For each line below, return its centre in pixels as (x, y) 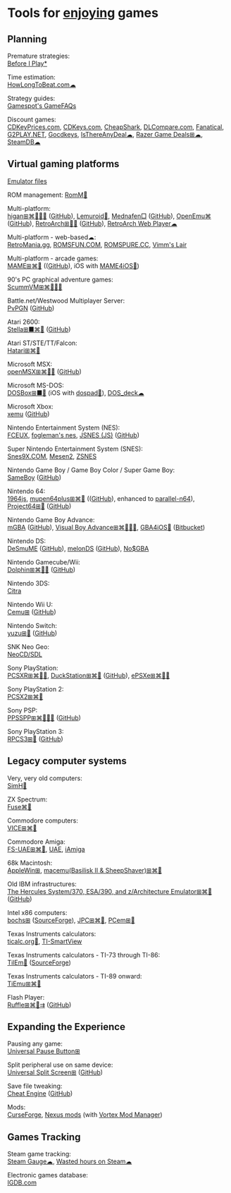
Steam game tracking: (39, 1154)
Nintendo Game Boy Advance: (51, 519)
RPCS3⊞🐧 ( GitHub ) (35, 739)
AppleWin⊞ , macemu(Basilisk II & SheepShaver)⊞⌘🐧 (85, 870)
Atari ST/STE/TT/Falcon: (42, 343)
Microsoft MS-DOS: (36, 385)
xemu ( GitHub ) (29, 413)
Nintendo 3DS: (29, 583)
